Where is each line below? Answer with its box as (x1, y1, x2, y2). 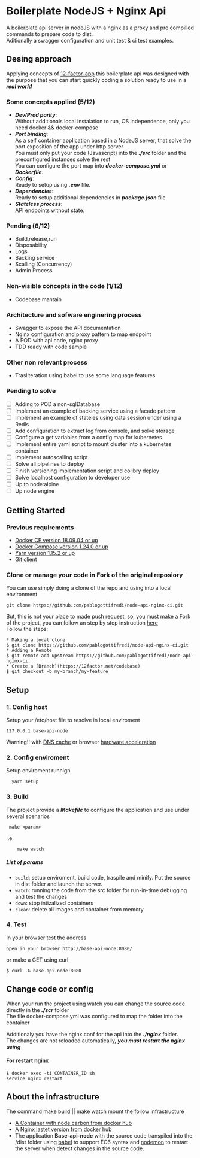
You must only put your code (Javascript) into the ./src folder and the (14, 150, 187, 157)
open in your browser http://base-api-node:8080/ (6, 945, 133, 951)
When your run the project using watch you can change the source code (6, 1000, 186, 1007)
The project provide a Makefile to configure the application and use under (6, 806, 190, 813)
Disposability (14, 241, 47, 249)
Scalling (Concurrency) (14, 260, 72, 268)
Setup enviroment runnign (6, 767, 71, 774)
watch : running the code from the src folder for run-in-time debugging (14, 886, 187, 893)
